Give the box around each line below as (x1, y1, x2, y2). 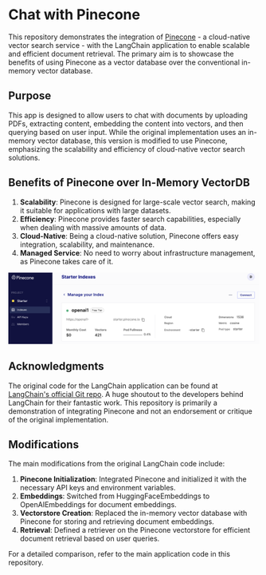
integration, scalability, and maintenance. (19, 240, 155, 249)
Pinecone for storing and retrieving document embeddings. (19, 517, 215, 526)
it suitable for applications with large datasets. (19, 205, 171, 215)
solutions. (8, 153, 41, 162)
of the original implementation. (8, 414, 109, 424)
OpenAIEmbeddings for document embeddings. (19, 500, 177, 510)
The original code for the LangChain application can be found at (8, 381, 218, 391)
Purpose (8, 89, 52, 103)
